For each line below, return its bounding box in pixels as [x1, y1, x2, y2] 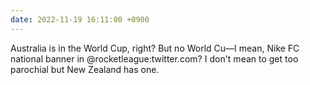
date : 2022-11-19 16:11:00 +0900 [10, 14, 150, 25]
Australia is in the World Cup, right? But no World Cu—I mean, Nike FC [10, 42, 300, 54]
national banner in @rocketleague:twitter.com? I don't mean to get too [10, 52, 299, 65]
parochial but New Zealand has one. [10, 63, 160, 75]
